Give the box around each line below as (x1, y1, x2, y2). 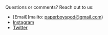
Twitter (12, 24, 28, 30)
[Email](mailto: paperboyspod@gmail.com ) (12, 14, 103, 19)
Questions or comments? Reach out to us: (5, 4, 94, 10)
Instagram (12, 19, 34, 25)
